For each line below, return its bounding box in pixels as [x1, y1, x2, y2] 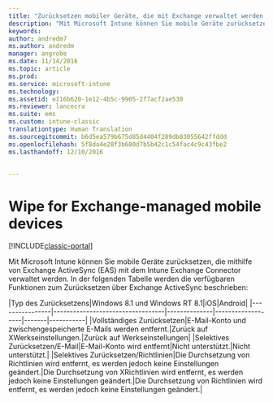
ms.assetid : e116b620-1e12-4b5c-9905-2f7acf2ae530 [8, 95, 184, 103]
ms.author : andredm [8, 42, 75, 50]
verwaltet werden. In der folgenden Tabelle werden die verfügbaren [8, 274, 236, 284]
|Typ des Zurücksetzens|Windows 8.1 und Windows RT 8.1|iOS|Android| [8, 298, 249, 309]
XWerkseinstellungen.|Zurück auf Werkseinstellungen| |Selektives [8, 333, 230, 343]
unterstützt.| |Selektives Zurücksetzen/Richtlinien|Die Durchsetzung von [8, 350, 250, 360]
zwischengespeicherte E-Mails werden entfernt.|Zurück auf [8, 324, 209, 334]
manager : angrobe [8, 50, 67, 58]
